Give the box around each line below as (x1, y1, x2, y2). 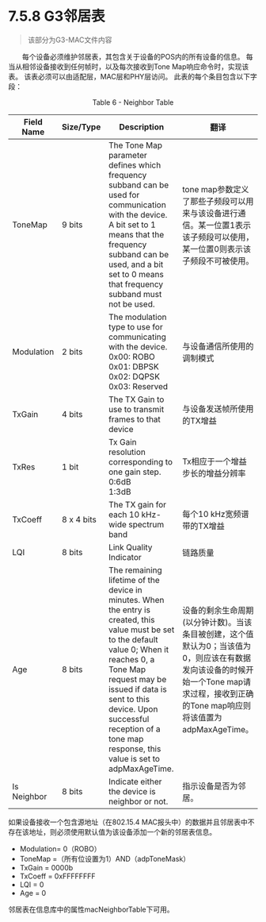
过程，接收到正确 (189, 688, 254, 699)
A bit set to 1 (108, 219, 156, 230)
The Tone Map (108, 140, 163, 151)
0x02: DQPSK (108, 371, 161, 382)
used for (108, 189, 140, 200)
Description (118, 121, 165, 132)
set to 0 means (108, 268, 164, 280)
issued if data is (108, 684, 168, 695)
